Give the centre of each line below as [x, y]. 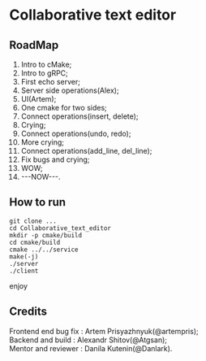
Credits [28, 312]
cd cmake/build [35, 242]
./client [24, 271]
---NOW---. [41, 177]
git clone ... [33, 221]
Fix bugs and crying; [55, 159]
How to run [38, 202]
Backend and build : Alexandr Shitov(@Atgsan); [88, 340]
